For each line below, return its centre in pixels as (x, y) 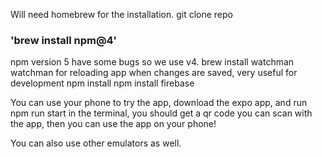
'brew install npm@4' (64, 40)
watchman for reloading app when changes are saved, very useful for (154, 73)
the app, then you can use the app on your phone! (113, 124)
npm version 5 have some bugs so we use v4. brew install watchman (152, 62)
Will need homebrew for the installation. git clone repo (121, 14)
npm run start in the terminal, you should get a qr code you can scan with (161, 113)
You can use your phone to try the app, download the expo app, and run (159, 103)
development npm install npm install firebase (102, 83)
